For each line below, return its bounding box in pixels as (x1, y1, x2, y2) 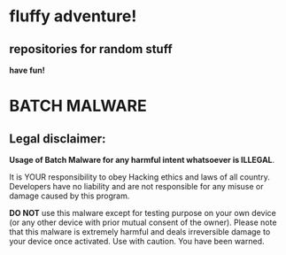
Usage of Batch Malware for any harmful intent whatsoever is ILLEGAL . (9, 155, 275, 165)
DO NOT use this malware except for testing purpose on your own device (9, 208, 276, 218)
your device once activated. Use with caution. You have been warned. (9, 236, 265, 246)
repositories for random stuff (9, 42, 173, 57)
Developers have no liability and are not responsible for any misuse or (9, 182, 264, 191)
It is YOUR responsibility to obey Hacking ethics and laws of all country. (9, 172, 270, 182)
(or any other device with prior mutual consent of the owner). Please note (9, 217, 277, 228)
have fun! (9, 65, 46, 75)
